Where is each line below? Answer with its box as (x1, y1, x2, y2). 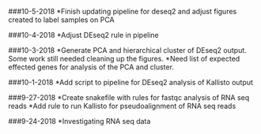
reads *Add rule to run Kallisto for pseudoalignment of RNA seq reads (8, 102, 236, 110)
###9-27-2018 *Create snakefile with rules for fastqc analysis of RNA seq (8, 93, 250, 102)
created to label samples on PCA (8, 15, 115, 24)
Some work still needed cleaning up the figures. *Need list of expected (8, 54, 240, 63)
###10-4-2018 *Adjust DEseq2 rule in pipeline (8, 31, 160, 39)
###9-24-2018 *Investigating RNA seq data (8, 117, 151, 125)
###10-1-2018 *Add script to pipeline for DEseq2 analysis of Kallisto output (8, 78, 253, 87)
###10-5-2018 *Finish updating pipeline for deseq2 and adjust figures (8, 7, 237, 16)
